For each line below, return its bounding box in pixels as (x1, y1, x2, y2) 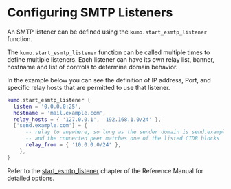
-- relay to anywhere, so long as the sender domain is (25, 129, 189, 135)
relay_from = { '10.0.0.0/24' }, (25, 142, 122, 148)
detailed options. (7, 174, 55, 182)
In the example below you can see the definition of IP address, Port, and (7, 76, 211, 84)
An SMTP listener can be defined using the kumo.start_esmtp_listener (7, 27, 208, 36)
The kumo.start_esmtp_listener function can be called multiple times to (7, 48, 210, 56)
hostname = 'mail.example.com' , (13, 109, 107, 116)
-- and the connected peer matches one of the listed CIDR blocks (25, 135, 220, 142)
